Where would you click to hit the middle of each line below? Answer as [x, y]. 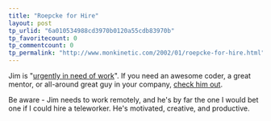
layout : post [30, 23]
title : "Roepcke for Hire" [54, 16]
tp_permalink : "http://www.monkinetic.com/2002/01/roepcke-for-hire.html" [137, 53]
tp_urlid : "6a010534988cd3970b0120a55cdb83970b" [92, 30]
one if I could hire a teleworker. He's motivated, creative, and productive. [129, 108]
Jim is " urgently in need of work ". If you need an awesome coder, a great [130, 76]
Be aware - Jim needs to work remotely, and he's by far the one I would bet [133, 100]
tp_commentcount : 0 [41, 46]
